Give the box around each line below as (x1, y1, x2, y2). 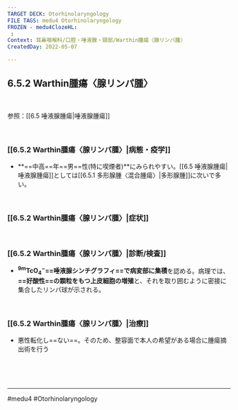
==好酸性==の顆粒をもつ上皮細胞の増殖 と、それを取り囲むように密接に (17, 277, 227, 285)
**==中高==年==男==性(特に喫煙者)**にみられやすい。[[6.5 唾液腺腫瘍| (17, 162, 228, 171)
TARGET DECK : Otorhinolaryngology (7, 10, 110, 18)
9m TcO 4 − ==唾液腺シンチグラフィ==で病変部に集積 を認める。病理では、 (17, 265, 229, 277)
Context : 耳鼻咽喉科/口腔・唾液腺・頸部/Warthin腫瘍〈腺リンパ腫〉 (7, 37, 186, 44)
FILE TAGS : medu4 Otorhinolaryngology (7, 17, 122, 24)
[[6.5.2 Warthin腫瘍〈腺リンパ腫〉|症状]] (7, 214, 149, 223)
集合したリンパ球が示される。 (17, 285, 105, 294)
